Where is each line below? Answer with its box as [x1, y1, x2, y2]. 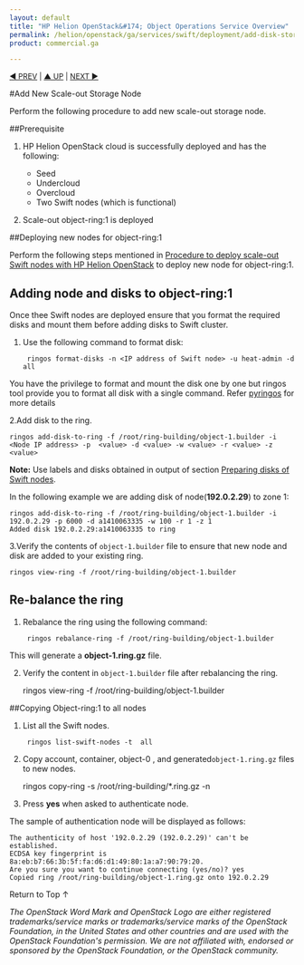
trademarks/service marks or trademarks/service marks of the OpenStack [9, 916, 288, 927]
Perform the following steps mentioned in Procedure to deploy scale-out [9, 250, 280, 261]
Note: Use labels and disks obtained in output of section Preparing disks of [9, 464, 290, 476]
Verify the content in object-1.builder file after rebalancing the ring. [22, 667, 279, 678]
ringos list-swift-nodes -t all [26, 738, 153, 747]
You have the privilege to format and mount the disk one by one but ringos [9, 378, 287, 390]
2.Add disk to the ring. [9, 415, 92, 426]
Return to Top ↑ [9, 889, 70, 900]
